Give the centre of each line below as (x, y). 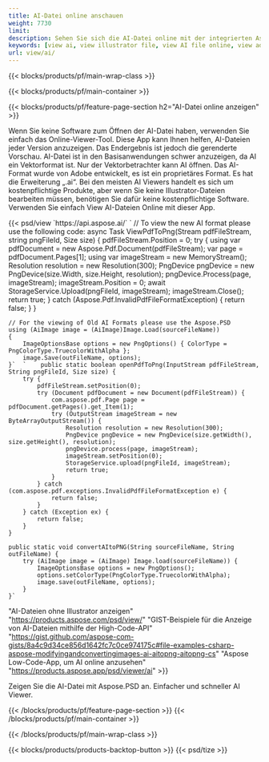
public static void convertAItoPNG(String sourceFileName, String (121, 547)
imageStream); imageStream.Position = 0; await (87, 282)
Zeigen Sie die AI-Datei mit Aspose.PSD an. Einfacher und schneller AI (124, 686)
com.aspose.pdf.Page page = (98, 400)
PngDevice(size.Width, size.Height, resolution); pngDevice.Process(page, (130, 274)
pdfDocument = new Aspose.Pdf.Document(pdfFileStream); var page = (126, 248)
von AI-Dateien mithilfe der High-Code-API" (80, 628)
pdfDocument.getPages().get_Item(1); (71, 407)
